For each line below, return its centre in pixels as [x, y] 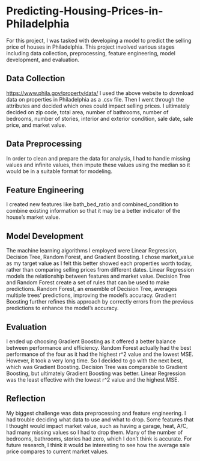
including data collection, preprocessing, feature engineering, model [91, 53]
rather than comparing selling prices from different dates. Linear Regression [100, 270]
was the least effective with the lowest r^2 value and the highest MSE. [92, 380]
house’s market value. [33, 217]
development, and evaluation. [43, 60]
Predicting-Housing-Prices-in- [85, 11]
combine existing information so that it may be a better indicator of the [93, 211]
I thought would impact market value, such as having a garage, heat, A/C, [97, 426]
